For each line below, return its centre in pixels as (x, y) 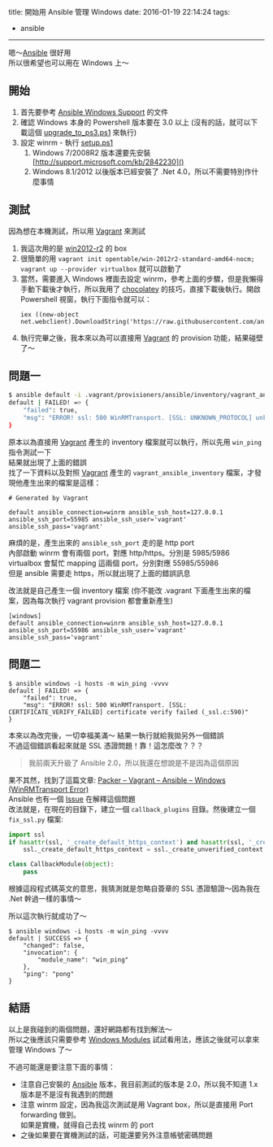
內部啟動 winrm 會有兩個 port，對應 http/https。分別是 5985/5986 (119, 552)
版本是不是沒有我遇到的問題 (67, 1094)
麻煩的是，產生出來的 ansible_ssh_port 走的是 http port (102, 543)
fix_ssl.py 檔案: (36, 819)
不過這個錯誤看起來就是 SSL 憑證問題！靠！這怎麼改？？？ (106, 745)
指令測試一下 (30, 452)
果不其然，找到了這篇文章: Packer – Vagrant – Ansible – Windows (117, 780)
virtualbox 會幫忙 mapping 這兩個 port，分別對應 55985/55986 (114, 563)
